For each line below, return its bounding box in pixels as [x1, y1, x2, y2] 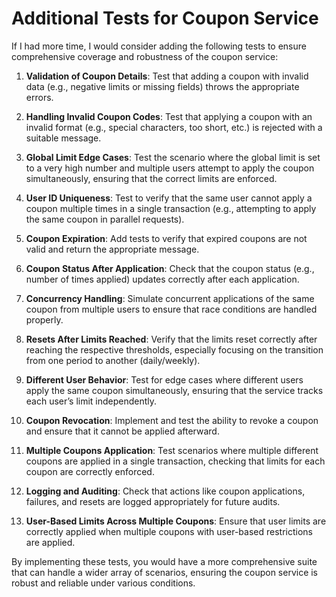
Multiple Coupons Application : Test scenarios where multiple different [25, 444, 319, 456]
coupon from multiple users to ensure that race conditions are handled [25, 303, 318, 315]
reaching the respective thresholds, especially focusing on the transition [25, 343, 324, 356]
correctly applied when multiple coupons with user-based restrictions [25, 525, 313, 537]
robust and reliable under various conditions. [11, 577, 196, 589]
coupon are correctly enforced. [25, 465, 155, 477]
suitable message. [25, 132, 102, 144]
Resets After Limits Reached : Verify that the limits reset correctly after [25, 333, 318, 345]
